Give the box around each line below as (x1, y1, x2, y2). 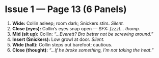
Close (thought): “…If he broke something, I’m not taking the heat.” (12, 47, 154, 53)
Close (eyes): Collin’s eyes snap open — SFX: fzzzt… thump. (12, 25, 141, 31)
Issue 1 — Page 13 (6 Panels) (5, 4, 127, 15)
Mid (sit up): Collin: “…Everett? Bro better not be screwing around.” (12, 31, 153, 37)
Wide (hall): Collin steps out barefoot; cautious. (12, 41, 113, 47)
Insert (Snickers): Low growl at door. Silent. (12, 36, 105, 42)
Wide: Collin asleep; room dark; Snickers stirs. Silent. (12, 20, 124, 26)
